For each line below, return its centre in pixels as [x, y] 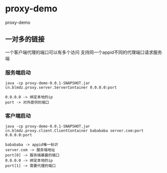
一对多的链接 [25, 40]
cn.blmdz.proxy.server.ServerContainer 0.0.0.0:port [61, 87]
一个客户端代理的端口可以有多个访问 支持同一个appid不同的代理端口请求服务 [83, 52]
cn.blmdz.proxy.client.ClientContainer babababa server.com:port [74, 131]
